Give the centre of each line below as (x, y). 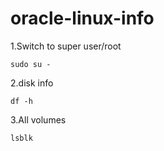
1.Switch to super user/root (66, 46)
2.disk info (32, 83)
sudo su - (31, 64)
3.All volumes (38, 119)
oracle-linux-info (82, 18)
